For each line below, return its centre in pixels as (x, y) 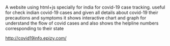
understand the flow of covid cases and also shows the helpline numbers (82, 23)
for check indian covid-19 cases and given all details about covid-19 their (82, 12)
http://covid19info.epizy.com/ (36, 38)
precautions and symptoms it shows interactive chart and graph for (76, 18)
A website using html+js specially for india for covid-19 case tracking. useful (85, 7)
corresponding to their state (35, 28)
